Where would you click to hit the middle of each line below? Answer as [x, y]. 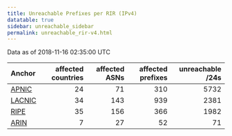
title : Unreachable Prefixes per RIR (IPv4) [72, 13]
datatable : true [30, 20]
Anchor [23, 73]
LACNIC [23, 100]
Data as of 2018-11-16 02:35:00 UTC [59, 52]
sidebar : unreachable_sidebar [51, 26]
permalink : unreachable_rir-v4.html [60, 33]
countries [68, 78]
